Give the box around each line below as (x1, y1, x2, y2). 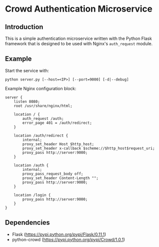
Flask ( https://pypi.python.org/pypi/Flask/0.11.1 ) (12, 231, 107, 237)
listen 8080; (14, 99, 40, 104)
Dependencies (5, 218, 50, 227)
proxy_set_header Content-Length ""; (22, 176, 98, 181)
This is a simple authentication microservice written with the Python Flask (5, 35, 152, 41)
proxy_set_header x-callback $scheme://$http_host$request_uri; (22, 146, 155, 151)
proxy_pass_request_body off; (22, 171, 83, 176)
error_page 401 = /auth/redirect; (22, 120, 92, 125)
